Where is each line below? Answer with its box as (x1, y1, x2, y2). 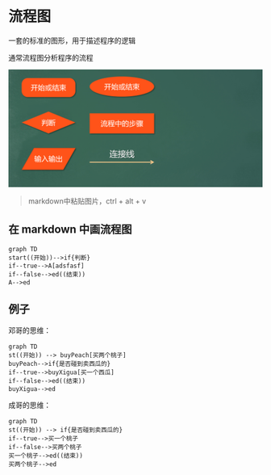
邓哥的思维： (8, 325, 51, 335)
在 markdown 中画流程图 (8, 222, 132, 236)
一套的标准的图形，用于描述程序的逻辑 (8, 36, 135, 45)
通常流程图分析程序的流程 (8, 53, 94, 62)
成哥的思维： (8, 400, 51, 410)
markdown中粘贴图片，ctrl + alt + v (27, 196, 147, 206)
